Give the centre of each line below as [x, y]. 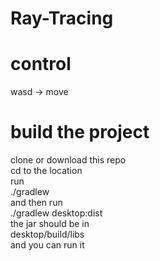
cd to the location [46, 171]
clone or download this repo [68, 160]
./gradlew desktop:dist [56, 213]
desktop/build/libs [47, 234]
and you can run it [47, 245]
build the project [80, 132]
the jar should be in [50, 224]
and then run [36, 203]
